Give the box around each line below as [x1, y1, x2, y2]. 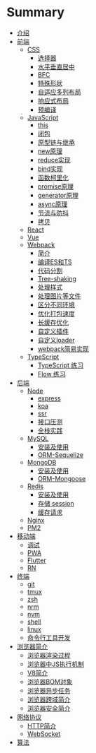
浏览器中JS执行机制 [27, 660, 85, 668]
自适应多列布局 [37, 88, 81, 96]
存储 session [37, 499, 74, 507]
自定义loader [37, 336, 75, 344]
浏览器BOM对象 [27, 677, 73, 686]
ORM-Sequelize [37, 450, 83, 459]
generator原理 [37, 191, 78, 199]
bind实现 [37, 164, 64, 173]
